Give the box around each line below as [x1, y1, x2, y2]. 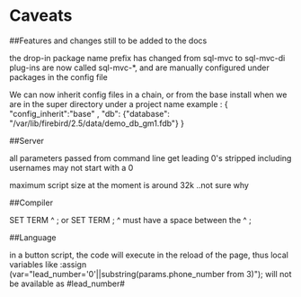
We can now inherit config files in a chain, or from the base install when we [9, 89, 288, 100]
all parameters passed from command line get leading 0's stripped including [9, 152, 292, 163]
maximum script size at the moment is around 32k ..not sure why [9, 179, 250, 190]
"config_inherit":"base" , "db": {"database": [9, 108, 171, 119]
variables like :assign [9, 258, 87, 270]
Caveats [9, 5, 73, 26]
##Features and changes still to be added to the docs [9, 35, 208, 46]
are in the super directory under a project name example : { [9, 98, 228, 109]
